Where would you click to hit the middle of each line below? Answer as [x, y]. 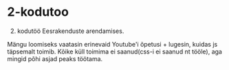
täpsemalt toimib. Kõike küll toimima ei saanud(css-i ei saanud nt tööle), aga [115, 51]
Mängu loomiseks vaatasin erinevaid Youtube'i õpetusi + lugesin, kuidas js [112, 44]
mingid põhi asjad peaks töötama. [55, 58]
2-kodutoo [38, 12]
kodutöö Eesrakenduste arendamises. [70, 31]
